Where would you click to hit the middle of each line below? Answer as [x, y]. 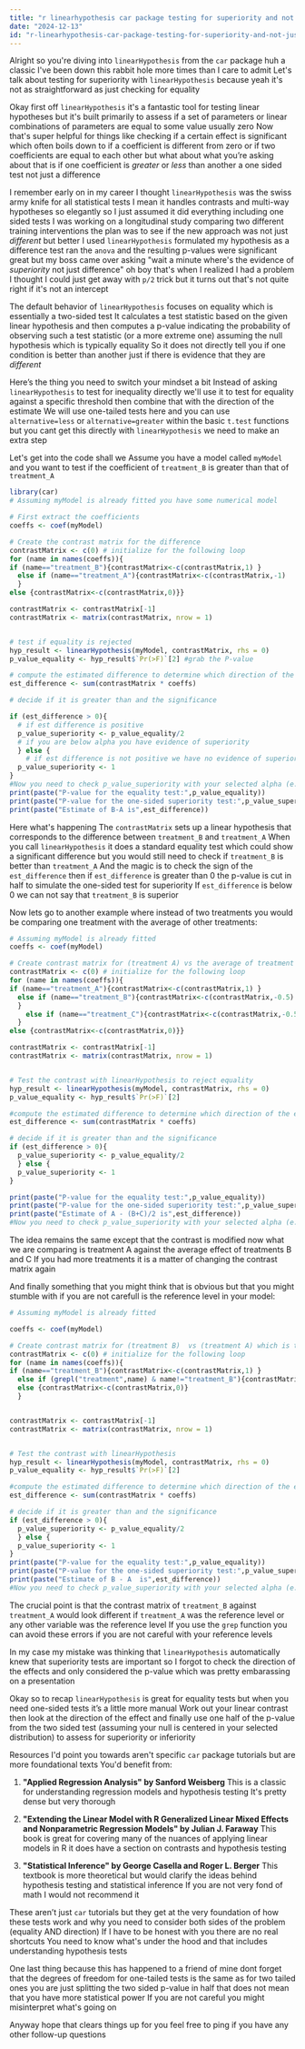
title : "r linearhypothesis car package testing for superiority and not [152, 18]
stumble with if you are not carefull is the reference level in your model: [143, 1296]
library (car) [34, 492]
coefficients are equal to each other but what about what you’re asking [142, 156]
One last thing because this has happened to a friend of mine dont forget [146, 1968]
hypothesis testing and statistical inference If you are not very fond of [152, 1884]
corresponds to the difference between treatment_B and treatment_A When [150, 837]
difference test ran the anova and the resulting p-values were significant [143, 250]
